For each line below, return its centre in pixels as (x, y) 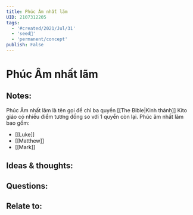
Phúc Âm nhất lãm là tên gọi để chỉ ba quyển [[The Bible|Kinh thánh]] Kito (97, 110)
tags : (13, 23)
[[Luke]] (24, 134)
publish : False (25, 45)
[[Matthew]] (29, 141)
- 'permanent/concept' (40, 39)
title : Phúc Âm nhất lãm (37, 12)
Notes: (19, 96)
